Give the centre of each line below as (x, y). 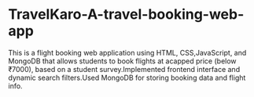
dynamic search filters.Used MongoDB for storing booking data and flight (127, 77)
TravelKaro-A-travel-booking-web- (126, 14)
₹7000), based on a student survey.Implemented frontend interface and (124, 69)
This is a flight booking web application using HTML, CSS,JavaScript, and (127, 52)
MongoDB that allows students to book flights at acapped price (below (123, 61)
